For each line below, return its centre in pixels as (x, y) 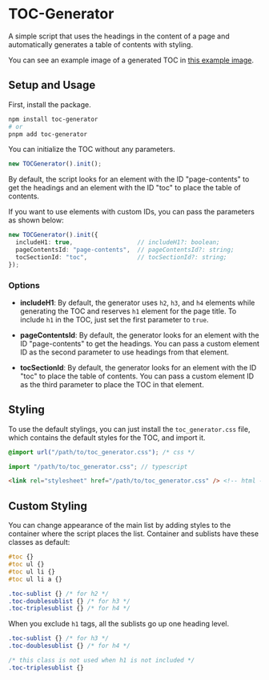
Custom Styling (48, 506)
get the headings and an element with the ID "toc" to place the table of (125, 188)
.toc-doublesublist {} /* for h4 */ (69, 646)
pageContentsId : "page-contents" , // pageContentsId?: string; (125, 250)
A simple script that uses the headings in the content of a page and (119, 36)
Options (24, 285)
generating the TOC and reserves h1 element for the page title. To (128, 311)
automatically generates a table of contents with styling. (101, 44)
